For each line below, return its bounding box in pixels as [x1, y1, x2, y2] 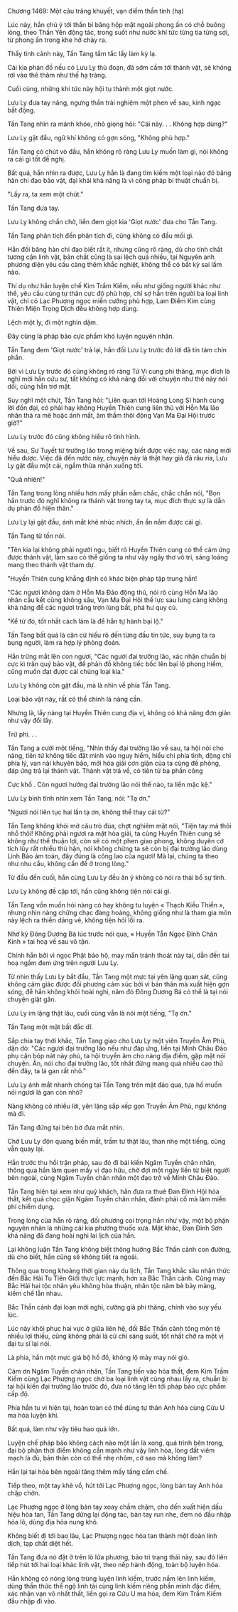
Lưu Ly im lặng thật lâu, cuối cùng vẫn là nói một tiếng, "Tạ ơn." [7, 1009, 192, 1017]
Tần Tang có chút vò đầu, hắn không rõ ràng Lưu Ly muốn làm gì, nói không [7, 147, 229, 156]
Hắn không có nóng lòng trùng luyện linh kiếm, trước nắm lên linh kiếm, [7, 1574, 216, 1583]
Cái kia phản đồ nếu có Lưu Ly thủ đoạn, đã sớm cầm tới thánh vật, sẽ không [7, 63, 232, 71]
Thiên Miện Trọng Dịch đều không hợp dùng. [7, 305, 139, 312]
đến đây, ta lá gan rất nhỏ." [7, 1067, 87, 1075]
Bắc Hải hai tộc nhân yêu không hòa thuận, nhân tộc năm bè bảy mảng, [7, 1282, 217, 1290]
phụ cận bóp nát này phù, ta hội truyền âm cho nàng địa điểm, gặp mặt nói [7, 1052, 226, 1060]
